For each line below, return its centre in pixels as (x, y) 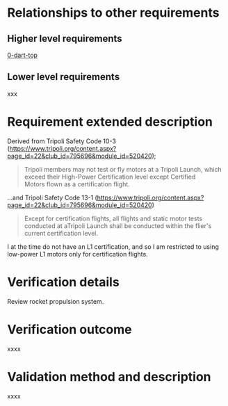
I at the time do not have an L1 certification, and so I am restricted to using (113, 246)
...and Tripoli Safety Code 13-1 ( (52, 197)
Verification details (63, 282)
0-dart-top (23, 55)
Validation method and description (109, 376)
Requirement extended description (110, 122)
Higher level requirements (65, 39)
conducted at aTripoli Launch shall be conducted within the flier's (118, 226)
